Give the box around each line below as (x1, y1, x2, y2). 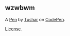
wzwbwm (5, 4, 35, 12)
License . (5, 26, 22, 32)
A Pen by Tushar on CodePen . (5, 16, 66, 22)
